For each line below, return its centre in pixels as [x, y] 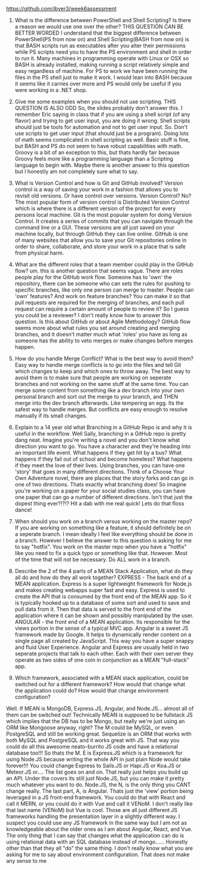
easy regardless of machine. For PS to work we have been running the [101, 71]
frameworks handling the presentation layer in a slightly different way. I [93, 816]
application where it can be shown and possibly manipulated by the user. [104, 615]
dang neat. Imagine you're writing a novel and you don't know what [97, 440]
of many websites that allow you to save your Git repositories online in [101, 240]
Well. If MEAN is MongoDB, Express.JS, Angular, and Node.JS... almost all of [100, 708]
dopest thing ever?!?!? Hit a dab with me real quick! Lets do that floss [99, 503]
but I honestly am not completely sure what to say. [76, 171]
